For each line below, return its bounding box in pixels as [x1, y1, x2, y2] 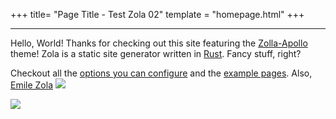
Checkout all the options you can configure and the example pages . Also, [10, 67, 313, 79]
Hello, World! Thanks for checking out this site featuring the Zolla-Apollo [10, 37, 308, 49]
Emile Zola [10, 79, 54, 91]
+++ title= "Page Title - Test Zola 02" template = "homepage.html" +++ [10, 9, 305, 20]
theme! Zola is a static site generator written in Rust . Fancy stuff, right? [10, 48, 302, 59]
